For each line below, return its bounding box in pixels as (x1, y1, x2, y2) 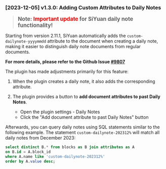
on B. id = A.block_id (5, 149, 51, 155)
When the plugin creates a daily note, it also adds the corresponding (12, 78, 155, 85)
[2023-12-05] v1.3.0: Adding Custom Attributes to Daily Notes (5, 4, 161, 11)
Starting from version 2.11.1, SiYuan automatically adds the (5, 32, 126, 39)
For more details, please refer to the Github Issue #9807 (5, 59, 126, 65)
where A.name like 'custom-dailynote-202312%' (5, 154, 105, 159)
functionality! (17, 22, 53, 29)
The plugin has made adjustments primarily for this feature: (5, 69, 129, 75)
